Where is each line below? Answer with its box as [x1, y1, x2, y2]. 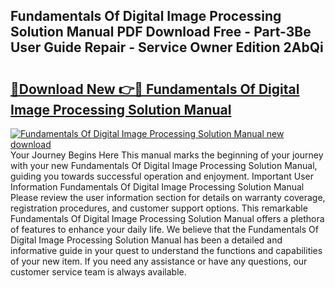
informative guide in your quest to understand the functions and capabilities [10, 245, 323, 256]
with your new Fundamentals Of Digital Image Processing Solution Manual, [10, 160, 318, 171]
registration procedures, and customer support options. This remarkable [10, 202, 308, 214]
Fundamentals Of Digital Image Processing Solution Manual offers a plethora [10, 213, 325, 224]
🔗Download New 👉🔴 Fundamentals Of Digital [10, 80, 300, 98]
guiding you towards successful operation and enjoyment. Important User [10, 170, 315, 182]
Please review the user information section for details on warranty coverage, [10, 192, 326, 203]
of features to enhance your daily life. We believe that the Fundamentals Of [10, 224, 319, 235]
